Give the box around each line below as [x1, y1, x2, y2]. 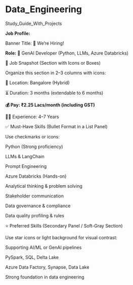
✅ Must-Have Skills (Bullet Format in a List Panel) [5, 123, 108, 129]
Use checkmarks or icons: [5, 133, 60, 139]
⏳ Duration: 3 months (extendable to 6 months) [5, 90, 104, 96]
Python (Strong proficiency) [5, 144, 63, 150]
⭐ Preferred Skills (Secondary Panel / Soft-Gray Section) [5, 222, 123, 229]
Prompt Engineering [5, 163, 47, 169]
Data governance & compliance [5, 203, 71, 209]
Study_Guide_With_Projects [5, 20, 62, 26]
